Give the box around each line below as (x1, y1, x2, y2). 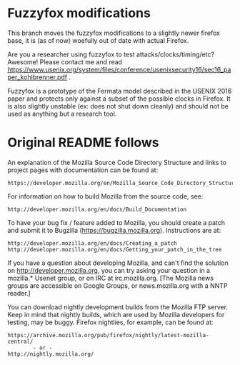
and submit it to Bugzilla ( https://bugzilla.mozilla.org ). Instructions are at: (7, 226, 221, 234)
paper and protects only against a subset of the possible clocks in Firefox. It (7, 94, 231, 103)
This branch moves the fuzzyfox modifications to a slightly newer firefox (7, 29, 220, 37)
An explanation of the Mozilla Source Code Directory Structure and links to (7, 158, 227, 166)
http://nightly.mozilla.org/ (7, 350, 94, 358)
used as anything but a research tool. (7, 109, 117, 118)
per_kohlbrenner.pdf (7, 73, 68, 81)
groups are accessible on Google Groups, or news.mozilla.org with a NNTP (7, 281, 228, 290)
